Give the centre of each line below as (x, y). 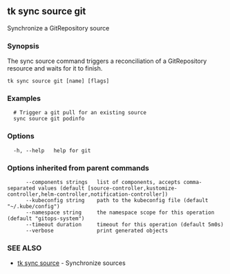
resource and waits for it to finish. (55, 68)
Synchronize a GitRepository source (58, 28)
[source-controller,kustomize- (132, 188)
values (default (61, 188)
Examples (24, 98)
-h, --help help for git (52, 150)
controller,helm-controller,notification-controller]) (88, 194)
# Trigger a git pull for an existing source (80, 113)
